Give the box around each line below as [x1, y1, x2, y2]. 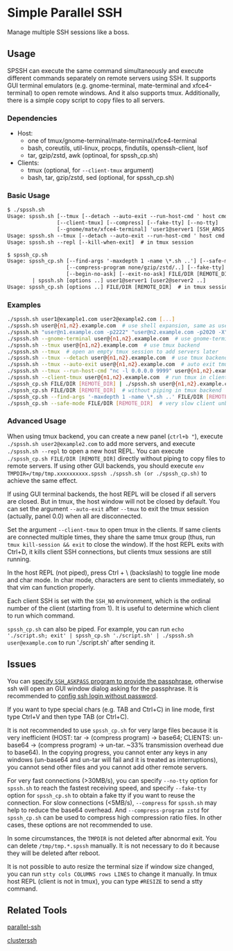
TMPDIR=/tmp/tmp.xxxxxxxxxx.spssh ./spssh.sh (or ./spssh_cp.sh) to [7, 469, 207, 477]
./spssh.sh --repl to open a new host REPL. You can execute [7, 447, 184, 455]
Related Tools [7, 904, 67, 916]
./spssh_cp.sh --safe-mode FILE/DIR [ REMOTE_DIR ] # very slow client [7, 399, 216, 407]
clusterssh [7, 936, 37, 945]
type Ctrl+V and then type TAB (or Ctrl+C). [7, 712, 129, 720]
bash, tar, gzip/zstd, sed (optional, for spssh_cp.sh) [27, 174, 175, 182]
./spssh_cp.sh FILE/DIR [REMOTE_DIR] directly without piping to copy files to [7, 454, 225, 463]
